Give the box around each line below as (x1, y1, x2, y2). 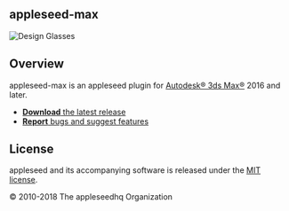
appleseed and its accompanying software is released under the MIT (9, 165, 261, 176)
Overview (9, 57, 65, 72)
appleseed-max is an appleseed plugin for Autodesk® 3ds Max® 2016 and (9, 80, 281, 90)
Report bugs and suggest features (21, 115, 149, 127)
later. (9, 89, 28, 100)
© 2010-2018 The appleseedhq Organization (9, 191, 173, 202)
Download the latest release (21, 106, 126, 117)
